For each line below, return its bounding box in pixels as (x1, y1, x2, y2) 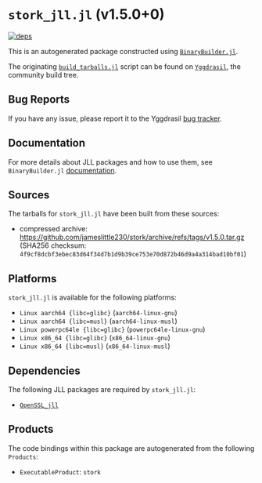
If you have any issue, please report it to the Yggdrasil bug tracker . (8, 114, 222, 123)
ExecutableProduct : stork (19, 467, 102, 476)
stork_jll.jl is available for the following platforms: (8, 292, 178, 303)
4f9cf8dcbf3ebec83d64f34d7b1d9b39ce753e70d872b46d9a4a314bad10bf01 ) (19, 249, 247, 259)
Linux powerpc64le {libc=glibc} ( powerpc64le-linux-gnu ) (19, 325, 206, 334)
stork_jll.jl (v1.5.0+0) (8, 5, 165, 24)
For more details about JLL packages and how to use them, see (8, 157, 214, 166)
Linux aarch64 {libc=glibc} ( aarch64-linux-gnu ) (19, 308, 178, 318)
